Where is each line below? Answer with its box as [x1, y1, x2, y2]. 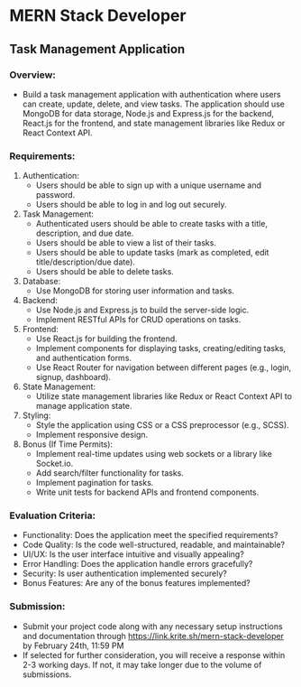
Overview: [9, 69, 56, 81]
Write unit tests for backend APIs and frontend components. [35, 487, 260, 497]
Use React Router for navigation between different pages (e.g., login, [35, 362, 292, 373]
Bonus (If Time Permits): [22, 439, 114, 450]
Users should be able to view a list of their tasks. [35, 237, 216, 248]
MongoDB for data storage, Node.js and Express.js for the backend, [22, 107, 275, 118]
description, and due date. [35, 227, 134, 239]
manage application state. [35, 401, 132, 412]
